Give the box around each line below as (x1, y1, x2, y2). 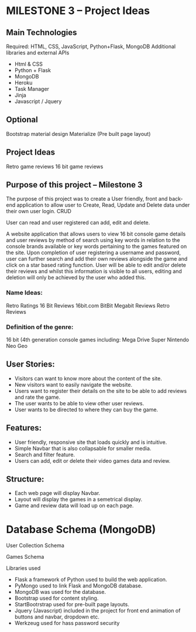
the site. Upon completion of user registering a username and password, (6, 249, 181, 256)
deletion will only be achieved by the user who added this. (6, 274, 146, 281)
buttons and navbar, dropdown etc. (14, 613, 99, 620)
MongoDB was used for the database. (14, 589, 106, 596)
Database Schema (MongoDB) (6, 522, 156, 536)
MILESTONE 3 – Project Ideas (6, 4, 150, 18)
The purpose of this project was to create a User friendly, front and (6, 195, 168, 203)
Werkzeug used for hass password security (14, 620, 120, 627)
